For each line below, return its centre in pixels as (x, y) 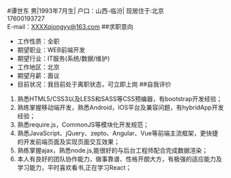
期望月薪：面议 (38, 76)
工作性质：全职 (38, 41)
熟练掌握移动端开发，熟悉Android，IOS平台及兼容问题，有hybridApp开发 (120, 107)
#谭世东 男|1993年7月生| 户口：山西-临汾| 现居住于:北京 (86, 11)
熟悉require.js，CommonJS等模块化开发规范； (83, 124)
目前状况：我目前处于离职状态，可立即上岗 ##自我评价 (94, 84)
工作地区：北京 (38, 67)
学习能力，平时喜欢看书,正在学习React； (74, 167)
